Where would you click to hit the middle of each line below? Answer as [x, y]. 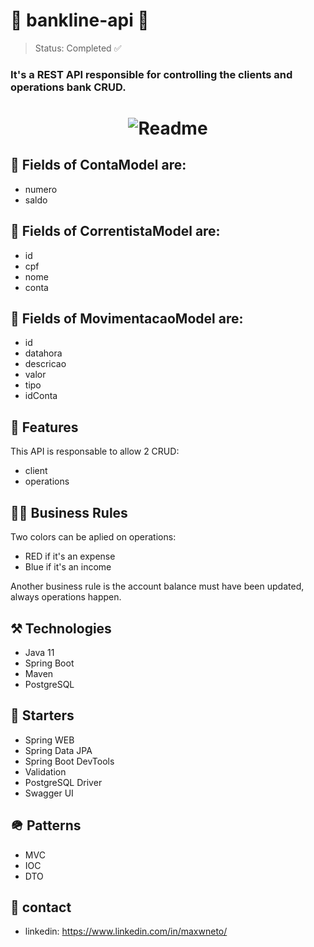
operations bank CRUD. [68, 87]
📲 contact [41, 907]
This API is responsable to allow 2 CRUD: [95, 451]
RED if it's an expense [70, 556]
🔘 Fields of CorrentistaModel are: [115, 231]
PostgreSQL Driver [63, 782]
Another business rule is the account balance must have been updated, [157, 586]
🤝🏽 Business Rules [69, 512]
